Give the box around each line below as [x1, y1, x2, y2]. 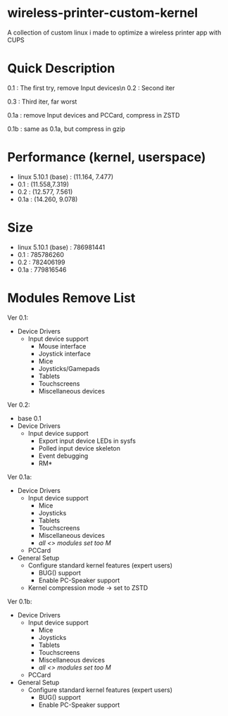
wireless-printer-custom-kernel [7, 5, 198, 21]
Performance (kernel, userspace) [7, 149, 206, 165]
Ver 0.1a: [7, 472, 32, 481]
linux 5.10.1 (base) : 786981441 [17, 243, 106, 251]
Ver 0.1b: [7, 597, 32, 605]
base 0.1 [17, 414, 42, 422]
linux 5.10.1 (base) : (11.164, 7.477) [17, 172, 114, 181]
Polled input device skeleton [38, 444, 121, 452]
